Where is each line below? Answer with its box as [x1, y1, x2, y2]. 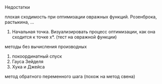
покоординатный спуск [11, 53, 62, 59]
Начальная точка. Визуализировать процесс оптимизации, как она [11, 29, 155, 34]
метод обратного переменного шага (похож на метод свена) [4, 74, 135, 79]
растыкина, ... [4, 19, 34, 25]
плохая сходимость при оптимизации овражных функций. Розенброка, [4, 14, 157, 19]
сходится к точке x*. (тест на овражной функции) [11, 34, 117, 40]
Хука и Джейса [11, 64, 45, 70]
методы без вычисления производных [4, 44, 87, 49]
